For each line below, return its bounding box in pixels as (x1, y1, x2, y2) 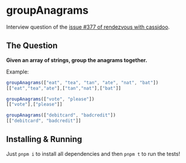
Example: (6, 68, 29, 75)
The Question (6, 41, 58, 51)
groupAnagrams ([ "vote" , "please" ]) (6, 96, 95, 102)
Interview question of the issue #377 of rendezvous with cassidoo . (6, 23, 170, 30)
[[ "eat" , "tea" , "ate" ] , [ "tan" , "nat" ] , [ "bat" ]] (6, 85, 121, 91)
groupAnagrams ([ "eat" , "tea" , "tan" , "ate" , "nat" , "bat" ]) (6, 79, 159, 85)
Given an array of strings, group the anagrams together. (6, 56, 148, 63)
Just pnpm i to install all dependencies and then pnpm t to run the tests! (6, 150, 181, 157)
